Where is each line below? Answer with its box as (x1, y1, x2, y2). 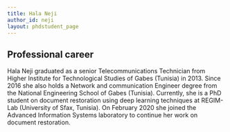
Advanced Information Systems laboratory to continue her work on (7, 111, 198, 120)
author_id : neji (7, 17, 54, 23)
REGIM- (200, 96, 224, 104)
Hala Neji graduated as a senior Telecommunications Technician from (7, 67, 206, 75)
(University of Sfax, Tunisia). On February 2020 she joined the (19, 104, 197, 112)
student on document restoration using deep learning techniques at (7, 96, 200, 104)
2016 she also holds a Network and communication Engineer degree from (7, 82, 218, 90)
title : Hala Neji (7, 10, 57, 17)
